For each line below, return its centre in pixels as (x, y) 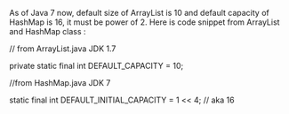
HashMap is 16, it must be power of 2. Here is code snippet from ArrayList (144, 22)
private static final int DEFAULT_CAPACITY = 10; (96, 66)
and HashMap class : (48, 31)
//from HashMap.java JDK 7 (60, 83)
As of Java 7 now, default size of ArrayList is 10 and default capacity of (139, 13)
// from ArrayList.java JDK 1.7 (63, 49)
